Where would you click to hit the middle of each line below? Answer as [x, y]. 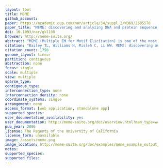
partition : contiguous [28, 59]
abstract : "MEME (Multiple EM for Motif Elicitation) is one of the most [81, 41]
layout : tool [18, 9]
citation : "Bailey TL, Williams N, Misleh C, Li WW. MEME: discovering [79, 46]
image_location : [21, 145]
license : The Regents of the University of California [62, 131]
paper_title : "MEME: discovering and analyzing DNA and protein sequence [81, 28]
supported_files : [23, 158]
